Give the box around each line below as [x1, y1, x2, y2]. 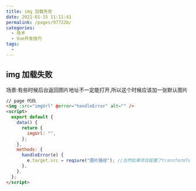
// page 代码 [6, 98, 36, 104]
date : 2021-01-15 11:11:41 [6, 14, 72, 20]
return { [21, 125, 43, 131]
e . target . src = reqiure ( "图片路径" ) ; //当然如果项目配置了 [27, 158, 162, 164]
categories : [6, 25, 35, 31]
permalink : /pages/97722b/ [6, 19, 72, 25]
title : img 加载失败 [6, 8, 52, 15]
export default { [11, 114, 54, 120]
